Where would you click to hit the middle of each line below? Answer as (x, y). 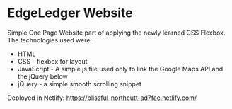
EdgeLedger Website (70, 13)
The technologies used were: (50, 40)
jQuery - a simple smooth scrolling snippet (79, 84)
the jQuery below (43, 76)
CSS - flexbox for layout (52, 61)
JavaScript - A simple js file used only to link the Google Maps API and (120, 69)
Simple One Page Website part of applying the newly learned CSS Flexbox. (116, 33)
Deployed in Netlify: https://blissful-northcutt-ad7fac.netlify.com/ (102, 98)
